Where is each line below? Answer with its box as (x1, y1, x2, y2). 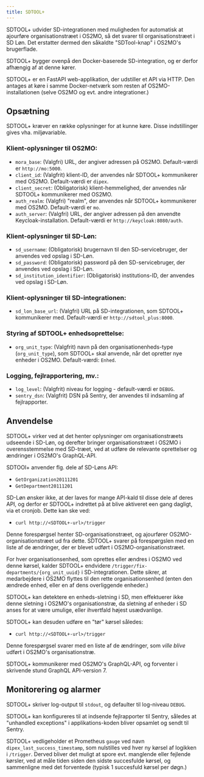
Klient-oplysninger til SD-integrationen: (6, 293, 127, 302)
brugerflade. (6, 45, 38, 53)
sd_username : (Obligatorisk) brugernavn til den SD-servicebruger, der (15, 246, 188, 253)
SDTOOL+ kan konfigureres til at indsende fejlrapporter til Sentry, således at (6, 712, 197, 719)
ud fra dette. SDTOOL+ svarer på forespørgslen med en (55, 537, 194, 545)
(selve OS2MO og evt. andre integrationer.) (41, 88, 149, 95)
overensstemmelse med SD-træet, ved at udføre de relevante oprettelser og (6, 445, 197, 453)
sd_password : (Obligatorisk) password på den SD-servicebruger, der (15, 259, 186, 266)
